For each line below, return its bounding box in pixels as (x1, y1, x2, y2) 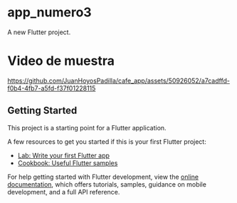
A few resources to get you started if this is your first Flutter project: (7, 137, 206, 146)
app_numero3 (7, 4, 92, 21)
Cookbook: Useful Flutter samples (17, 158, 118, 167)
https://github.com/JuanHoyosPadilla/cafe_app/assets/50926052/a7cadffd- (7, 76, 230, 85)
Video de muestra (7, 53, 115, 69)
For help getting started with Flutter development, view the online (7, 172, 199, 181)
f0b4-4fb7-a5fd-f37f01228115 (7, 83, 96, 93)
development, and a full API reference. (7, 187, 120, 196)
